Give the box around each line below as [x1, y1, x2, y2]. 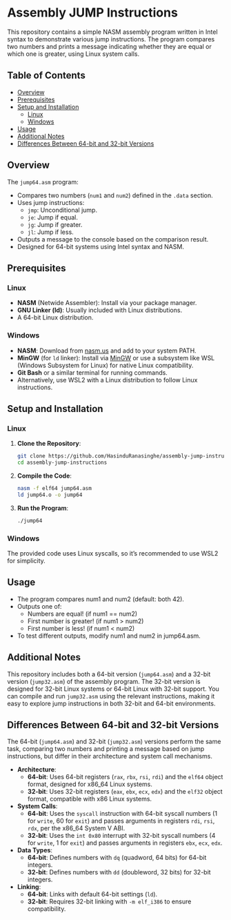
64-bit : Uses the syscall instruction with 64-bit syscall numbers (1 [27, 810, 218, 818]
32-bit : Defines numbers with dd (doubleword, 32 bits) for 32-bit [27, 868, 212, 877]
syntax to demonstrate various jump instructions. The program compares [7, 35, 215, 43]
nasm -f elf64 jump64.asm [17, 485, 92, 491]
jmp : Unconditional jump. [27, 206, 98, 214]
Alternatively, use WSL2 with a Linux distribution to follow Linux [17, 375, 198, 384]
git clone [17, 453, 46, 460]
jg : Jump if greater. [27, 220, 83, 228]
